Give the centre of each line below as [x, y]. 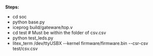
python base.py [29, 22]
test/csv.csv [25, 48]
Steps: [12, 7]
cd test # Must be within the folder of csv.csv [59, 33]
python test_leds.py [33, 38]
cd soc [20, 17]
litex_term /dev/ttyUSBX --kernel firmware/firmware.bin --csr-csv [80, 43]
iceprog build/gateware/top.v [42, 27]
